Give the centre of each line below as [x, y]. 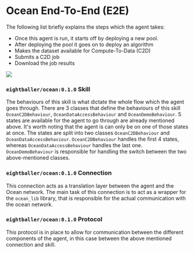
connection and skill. [31, 244]
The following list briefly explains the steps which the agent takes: [86, 27]
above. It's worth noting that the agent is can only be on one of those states [97, 127]
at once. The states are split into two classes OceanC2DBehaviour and [88, 133]
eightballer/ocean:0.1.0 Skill [48, 89]
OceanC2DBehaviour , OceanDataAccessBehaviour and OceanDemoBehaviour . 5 [94, 115]
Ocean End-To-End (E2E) [68, 11]
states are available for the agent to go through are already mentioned [90, 120]
